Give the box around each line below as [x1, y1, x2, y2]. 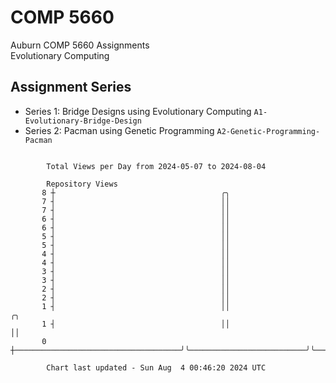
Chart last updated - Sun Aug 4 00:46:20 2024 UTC [46, 362, 267, 373]
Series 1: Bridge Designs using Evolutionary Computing [24, 105, 252, 117]
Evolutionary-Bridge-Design [24, 116, 142, 126]
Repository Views [46, 179, 118, 189]
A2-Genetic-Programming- [216, 126, 321, 136]
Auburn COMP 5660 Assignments [10, 39, 150, 51]
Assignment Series [10, 79, 132, 96]
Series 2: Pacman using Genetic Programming [24, 124, 215, 136]
